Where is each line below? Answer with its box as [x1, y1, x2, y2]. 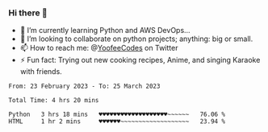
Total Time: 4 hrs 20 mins [8, 97, 99, 105]
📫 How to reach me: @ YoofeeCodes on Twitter [19, 43, 178, 53]
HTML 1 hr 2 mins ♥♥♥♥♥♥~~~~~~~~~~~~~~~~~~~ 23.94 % [8, 118, 226, 126]
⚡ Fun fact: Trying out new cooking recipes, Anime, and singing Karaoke [19, 56, 261, 65]
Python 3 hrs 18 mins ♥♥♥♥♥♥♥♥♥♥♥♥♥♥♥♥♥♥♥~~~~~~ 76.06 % [8, 110, 226, 119]
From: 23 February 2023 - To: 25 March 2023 [8, 82, 161, 91]
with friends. [19, 67, 62, 76]
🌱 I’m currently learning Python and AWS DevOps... [19, 26, 191, 35]
